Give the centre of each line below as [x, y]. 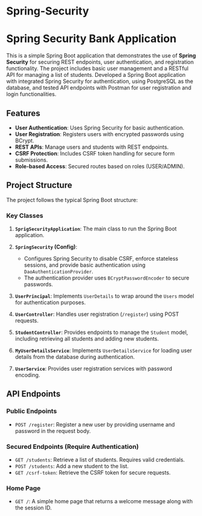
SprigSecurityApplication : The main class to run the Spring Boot [96, 229]
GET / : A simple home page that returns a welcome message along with [104, 501]
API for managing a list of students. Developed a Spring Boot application [96, 75]
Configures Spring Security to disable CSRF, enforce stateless [101, 259]
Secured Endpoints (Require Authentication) [73, 446]
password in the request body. [53, 431]
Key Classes [25, 215]
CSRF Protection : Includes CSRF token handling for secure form [95, 153]
